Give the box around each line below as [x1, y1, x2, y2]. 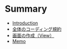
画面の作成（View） [12, 32, 55, 38]
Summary [5, 3, 47, 15]
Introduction [12, 20, 38, 26]
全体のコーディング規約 [12, 26, 62, 32]
